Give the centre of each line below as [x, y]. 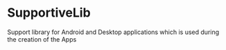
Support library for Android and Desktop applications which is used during [113, 32]
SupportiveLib [49, 13]
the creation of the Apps [42, 39]
